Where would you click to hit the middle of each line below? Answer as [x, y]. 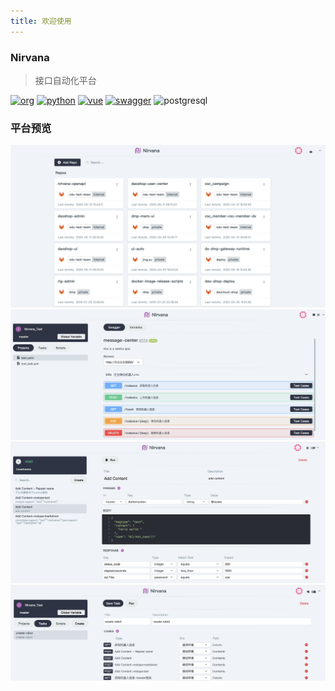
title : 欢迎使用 [41, 21]
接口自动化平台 [65, 80]
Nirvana [30, 57]
